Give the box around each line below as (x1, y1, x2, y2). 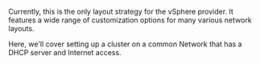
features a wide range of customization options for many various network (8, 15, 252, 25)
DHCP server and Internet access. (8, 48, 122, 57)
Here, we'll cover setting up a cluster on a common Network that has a (8, 39, 242, 49)
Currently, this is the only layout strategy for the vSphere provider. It (8, 7, 233, 16)
